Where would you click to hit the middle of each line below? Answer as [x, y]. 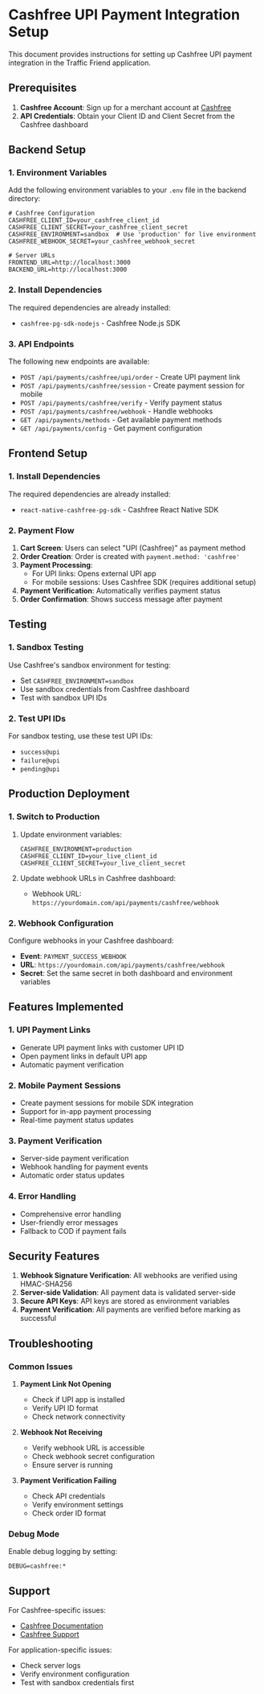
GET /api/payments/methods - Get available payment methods [121, 420]
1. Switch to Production [54, 816]
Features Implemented [66, 1007]
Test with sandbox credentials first [77, 1683]
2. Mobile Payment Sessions [65, 1085]
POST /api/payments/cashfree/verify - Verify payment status [121, 403]
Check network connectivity [79, 1416]
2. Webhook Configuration [61, 923]
